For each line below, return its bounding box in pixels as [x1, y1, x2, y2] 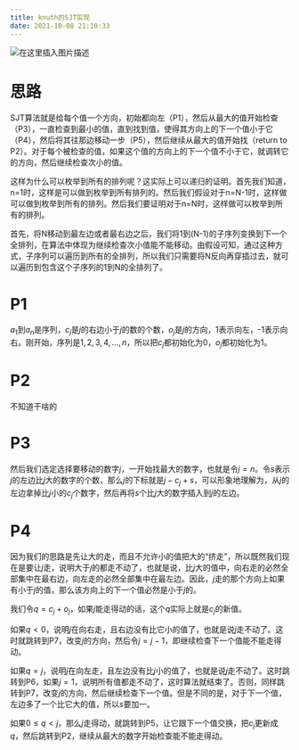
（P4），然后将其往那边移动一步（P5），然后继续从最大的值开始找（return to [10, 135, 287, 145]
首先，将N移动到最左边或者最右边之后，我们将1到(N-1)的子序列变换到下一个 [10, 228, 287, 239]
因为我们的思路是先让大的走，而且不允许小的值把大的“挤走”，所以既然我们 [10, 551, 283, 562]
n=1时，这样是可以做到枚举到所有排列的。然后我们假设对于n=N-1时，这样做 [10, 187, 287, 198]
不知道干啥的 [10, 400, 57, 411]
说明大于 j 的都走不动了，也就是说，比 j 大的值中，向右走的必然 [58, 563, 281, 573]
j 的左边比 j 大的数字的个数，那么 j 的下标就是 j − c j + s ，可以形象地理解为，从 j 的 [10, 474, 290, 487]
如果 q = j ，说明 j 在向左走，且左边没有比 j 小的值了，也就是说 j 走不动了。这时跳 [10, 665, 290, 676]
